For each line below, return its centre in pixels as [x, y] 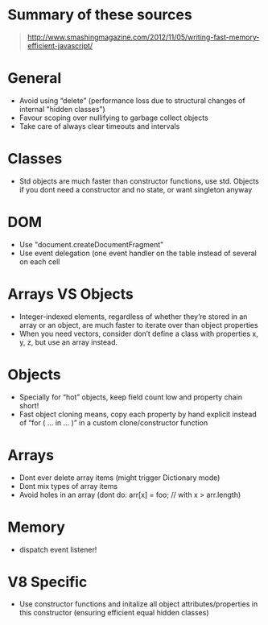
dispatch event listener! [58, 549]
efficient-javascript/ [60, 45]
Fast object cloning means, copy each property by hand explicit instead [138, 414]
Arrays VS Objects [71, 294]
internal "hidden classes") [62, 109]
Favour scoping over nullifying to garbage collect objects [113, 118]
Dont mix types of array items [68, 486]
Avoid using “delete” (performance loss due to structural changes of [132, 100]
